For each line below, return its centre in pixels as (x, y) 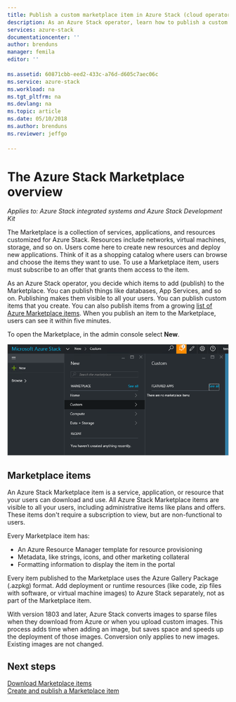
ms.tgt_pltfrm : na (34, 96)
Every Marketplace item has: (48, 536)
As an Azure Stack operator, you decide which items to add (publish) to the (116, 283)
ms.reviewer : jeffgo (38, 134)
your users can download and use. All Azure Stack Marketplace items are (113, 500)
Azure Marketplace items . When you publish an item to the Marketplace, (112, 313)
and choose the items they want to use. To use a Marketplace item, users (113, 262)
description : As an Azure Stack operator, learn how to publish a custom (118, 22)
